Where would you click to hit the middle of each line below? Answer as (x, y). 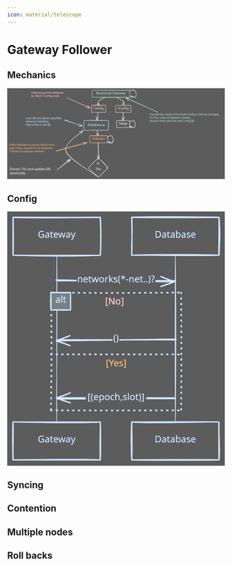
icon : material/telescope (44, 15)
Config (22, 198)
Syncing (25, 485)
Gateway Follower (60, 49)
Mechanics (32, 75)
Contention (32, 509)
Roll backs (30, 556)
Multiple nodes (40, 532)
